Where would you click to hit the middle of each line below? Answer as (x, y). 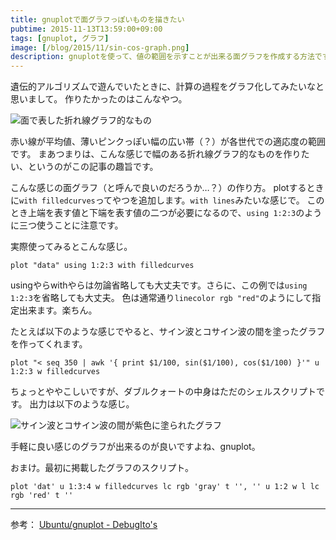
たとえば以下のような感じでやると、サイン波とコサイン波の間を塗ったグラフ (168, 332)
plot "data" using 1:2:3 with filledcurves (102, 266)
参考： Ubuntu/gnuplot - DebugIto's (84, 525)
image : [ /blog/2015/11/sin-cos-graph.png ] (100, 47)
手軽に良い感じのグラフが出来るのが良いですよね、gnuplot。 (135, 447)
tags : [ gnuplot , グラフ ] (60, 38)
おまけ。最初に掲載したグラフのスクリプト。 (102, 468)
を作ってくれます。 (49, 344)
